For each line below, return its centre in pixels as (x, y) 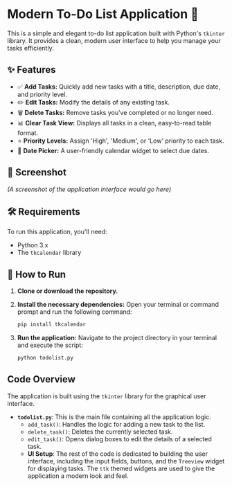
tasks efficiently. (30, 48)
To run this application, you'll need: (57, 232)
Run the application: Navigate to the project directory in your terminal (117, 338)
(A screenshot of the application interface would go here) (89, 189)
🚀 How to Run (37, 274)
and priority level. (42, 94)
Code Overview (42, 379)
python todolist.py (45, 358)
